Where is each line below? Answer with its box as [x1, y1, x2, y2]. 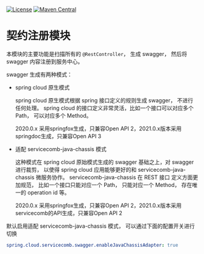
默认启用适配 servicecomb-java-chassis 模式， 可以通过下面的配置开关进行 [6, 222, 195, 230]
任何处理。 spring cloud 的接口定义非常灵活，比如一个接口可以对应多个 [15, 104, 194, 111]
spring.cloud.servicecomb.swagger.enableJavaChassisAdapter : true [6, 242, 178, 248]
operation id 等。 [27, 189, 70, 196]
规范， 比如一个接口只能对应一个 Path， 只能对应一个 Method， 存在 [20, 181, 192, 188]
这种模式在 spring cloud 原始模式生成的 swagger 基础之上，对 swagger [15, 158, 194, 166]
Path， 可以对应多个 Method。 [15, 111, 92, 119]
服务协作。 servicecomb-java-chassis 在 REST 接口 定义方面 [41, 174, 193, 181]
